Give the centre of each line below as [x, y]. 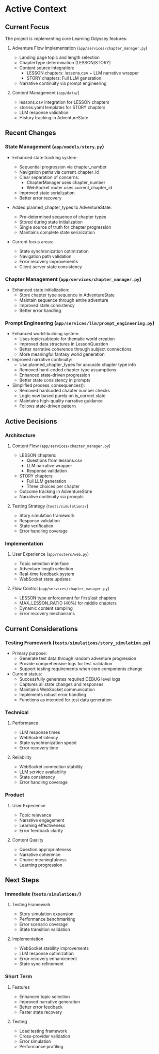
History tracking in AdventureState [54, 118]
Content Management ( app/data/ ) [46, 93]
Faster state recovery [40, 1012]
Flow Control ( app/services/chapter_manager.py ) [61, 589]
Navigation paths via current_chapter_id [59, 172]
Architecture [20, 435]
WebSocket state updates [45, 579]
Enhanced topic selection [45, 997]
